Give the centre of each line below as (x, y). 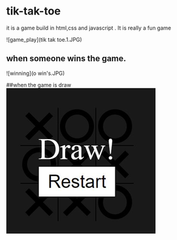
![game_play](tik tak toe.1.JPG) (44, 39)
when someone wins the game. (66, 59)
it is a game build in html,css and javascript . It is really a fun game (89, 28)
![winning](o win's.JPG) (36, 73)
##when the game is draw (39, 85)
